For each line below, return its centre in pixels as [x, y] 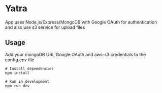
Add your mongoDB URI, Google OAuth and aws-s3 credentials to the [76, 54]
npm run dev [17, 86]
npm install [17, 73]
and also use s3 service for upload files [45, 27]
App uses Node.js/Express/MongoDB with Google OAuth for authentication [81, 22]
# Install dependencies [30, 69]
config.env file [20, 60]
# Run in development [27, 81]
